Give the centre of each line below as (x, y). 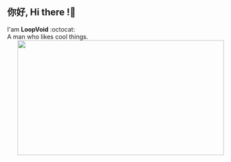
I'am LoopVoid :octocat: (41, 29)
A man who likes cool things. (48, 36)
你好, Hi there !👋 (42, 12)
